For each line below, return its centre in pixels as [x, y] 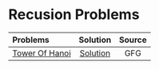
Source [133, 40]
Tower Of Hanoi [42, 53]
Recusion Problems [74, 15]
